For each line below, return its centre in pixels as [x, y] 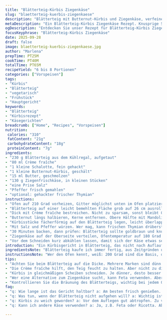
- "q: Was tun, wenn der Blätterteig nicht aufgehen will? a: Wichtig [80, 296]
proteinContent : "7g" [30, 149]
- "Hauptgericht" [23, 102]
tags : [11, 79]
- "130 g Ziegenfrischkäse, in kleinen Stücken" [56, 181]
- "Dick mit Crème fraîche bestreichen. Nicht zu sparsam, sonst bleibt [82, 213]
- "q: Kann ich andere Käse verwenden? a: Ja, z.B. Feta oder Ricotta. [81, 305]
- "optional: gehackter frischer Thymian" [50, 194]
